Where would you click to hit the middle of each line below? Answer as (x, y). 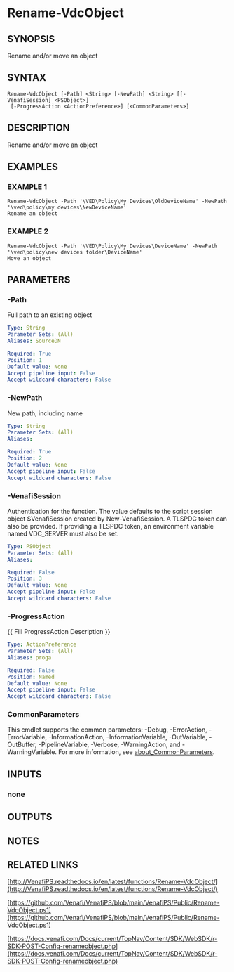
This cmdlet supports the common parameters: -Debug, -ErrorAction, (108, 730)
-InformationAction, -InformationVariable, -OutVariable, (128, 737)
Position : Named (31, 677)
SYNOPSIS (31, 39)
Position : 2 (25, 458)
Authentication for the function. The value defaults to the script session (110, 511)
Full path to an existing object (50, 315)
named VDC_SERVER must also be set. (63, 533)
